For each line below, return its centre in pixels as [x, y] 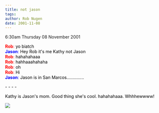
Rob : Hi [13, 72]
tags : [10, 14]
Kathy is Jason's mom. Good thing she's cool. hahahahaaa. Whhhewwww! [80, 96]
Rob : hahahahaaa [23, 57]
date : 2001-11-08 [23, 23]
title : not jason [23, 9]
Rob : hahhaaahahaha [26, 62]
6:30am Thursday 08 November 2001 [43, 37]
